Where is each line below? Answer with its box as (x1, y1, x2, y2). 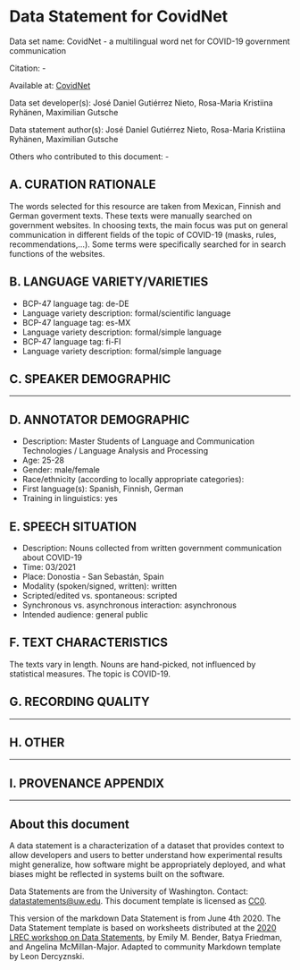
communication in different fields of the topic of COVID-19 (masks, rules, (9, 229, 277, 240)
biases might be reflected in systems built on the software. (9, 869, 225, 880)
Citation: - (9, 63, 46, 73)
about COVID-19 (21, 552, 83, 563)
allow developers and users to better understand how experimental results (9, 850, 283, 861)
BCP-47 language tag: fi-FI (21, 336, 121, 346)
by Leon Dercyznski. (9, 951, 85, 962)
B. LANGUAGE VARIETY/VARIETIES (9, 275, 209, 290)
